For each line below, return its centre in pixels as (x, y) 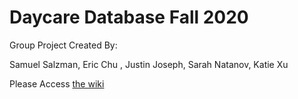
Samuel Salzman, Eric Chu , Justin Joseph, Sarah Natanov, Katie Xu (149, 64)
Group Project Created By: (63, 45)
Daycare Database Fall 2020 (129, 17)
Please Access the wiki (57, 83)
